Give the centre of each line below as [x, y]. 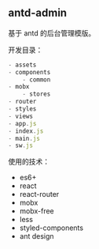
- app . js [22, 123]
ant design [37, 236]
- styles [22, 109]
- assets [22, 65]
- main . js [24, 138]
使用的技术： [29, 162]
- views [21, 116]
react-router [39, 194]
